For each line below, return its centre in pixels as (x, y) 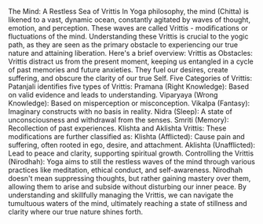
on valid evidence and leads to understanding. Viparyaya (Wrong (113, 95)
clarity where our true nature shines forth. (76, 212)
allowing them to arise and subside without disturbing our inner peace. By (128, 187)
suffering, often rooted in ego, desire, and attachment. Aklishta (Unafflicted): (132, 145)
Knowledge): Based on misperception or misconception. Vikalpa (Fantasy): (129, 103)
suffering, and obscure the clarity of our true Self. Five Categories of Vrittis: (130, 78)
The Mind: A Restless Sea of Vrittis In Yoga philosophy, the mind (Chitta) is (129, 11)
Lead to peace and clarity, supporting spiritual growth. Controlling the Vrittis (131, 153)
